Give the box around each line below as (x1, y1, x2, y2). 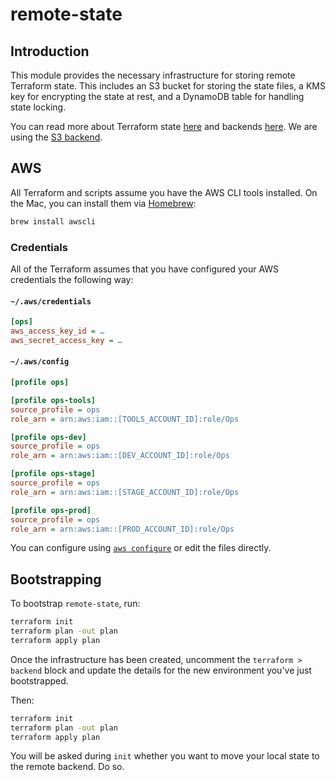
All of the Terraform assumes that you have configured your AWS (10, 263, 280, 275)
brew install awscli (10, 216, 97, 227)
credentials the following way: (10, 273, 134, 285)
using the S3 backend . (10, 131, 103, 143)
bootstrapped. (10, 674, 69, 687)
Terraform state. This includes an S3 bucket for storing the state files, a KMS (10, 80, 326, 92)
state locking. (10, 101, 67, 113)
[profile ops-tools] (10, 395, 97, 405)
